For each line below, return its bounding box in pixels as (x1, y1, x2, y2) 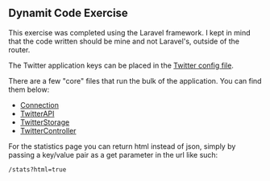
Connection (19, 100, 59, 109)
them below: (8, 84, 50, 94)
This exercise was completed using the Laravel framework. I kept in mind (8, 27, 251, 37)
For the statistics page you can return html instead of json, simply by (8, 141, 236, 151)
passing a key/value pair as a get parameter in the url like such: (8, 150, 218, 159)
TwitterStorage (19, 117, 70, 127)
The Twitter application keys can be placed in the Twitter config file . (8, 60, 234, 70)
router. (8, 44, 31, 55)
